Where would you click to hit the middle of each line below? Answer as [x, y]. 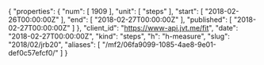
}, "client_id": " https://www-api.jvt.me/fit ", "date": [157, 28]
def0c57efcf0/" [33, 53]
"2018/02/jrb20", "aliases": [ [54, 45]
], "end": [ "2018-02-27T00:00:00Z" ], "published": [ [146, 20]
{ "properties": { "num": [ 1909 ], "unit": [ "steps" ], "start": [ [106, 11]
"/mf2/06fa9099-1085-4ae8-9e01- [159, 45]
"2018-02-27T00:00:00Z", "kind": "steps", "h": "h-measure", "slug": [119, 36]
